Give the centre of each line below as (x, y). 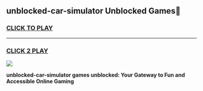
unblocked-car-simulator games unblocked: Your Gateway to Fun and (96, 75)
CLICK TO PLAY (30, 28)
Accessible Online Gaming (40, 81)
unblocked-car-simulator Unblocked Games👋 (94, 11)
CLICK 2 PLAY (27, 50)
